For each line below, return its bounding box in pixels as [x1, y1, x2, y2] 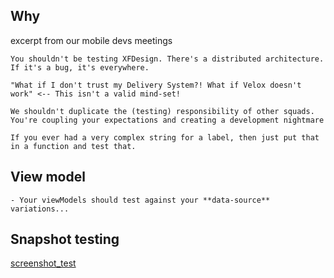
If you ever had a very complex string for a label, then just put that [10, 132, 320, 143]
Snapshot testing [10, 231, 120, 248]
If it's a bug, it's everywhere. [10, 62, 150, 73]
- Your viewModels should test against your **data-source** [10, 195, 271, 205]
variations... [10, 204, 70, 214]
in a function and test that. [10, 141, 137, 151]
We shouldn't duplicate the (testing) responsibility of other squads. [10, 106, 315, 116]
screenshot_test [10, 257, 77, 269]
